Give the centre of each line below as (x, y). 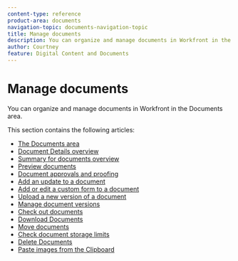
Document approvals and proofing (68, 174)
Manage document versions (59, 204)
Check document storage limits (63, 234)
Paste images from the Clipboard (66, 249)
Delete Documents (45, 242)
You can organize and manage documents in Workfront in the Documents (115, 108)
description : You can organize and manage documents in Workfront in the (119, 41)
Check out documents (50, 211)
